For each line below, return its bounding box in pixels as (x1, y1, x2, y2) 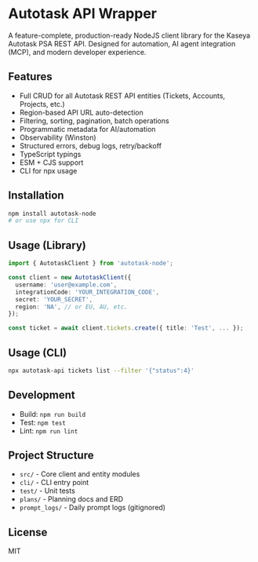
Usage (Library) (8, 239, 86, 252)
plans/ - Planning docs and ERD (19, 494, 124, 504)
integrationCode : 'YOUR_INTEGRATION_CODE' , (15, 288, 159, 296)
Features (8, 70, 53, 83)
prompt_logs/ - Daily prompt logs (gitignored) (19, 503, 166, 513)
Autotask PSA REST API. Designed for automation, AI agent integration (8, 38, 236, 48)
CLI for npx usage (19, 166, 78, 175)
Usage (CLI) (8, 346, 67, 359)
